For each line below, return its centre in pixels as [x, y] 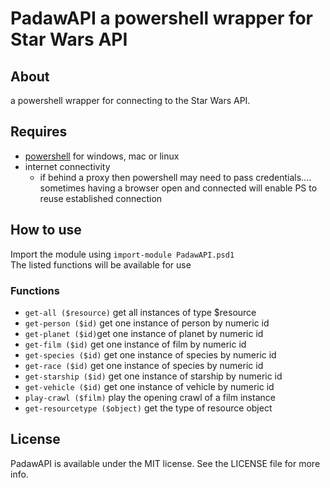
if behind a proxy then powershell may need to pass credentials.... [175, 177]
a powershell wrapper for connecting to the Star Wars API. [130, 100]
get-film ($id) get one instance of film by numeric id [135, 344]
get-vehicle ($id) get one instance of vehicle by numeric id [149, 386]
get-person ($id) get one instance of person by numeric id [147, 323]
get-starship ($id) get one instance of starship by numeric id [153, 376]
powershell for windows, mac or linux [102, 156]
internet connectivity [67, 166]
